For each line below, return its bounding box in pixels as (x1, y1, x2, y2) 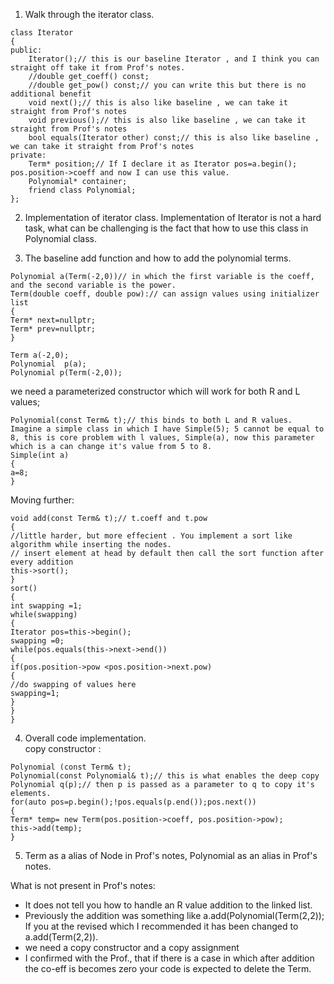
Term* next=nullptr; (10, 315, 97, 325)
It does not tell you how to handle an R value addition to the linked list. (24, 899, 313, 911)
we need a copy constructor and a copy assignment (24, 942, 240, 953)
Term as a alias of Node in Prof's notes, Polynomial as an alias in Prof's (24, 850, 318, 861)
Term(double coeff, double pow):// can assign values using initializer (10, 289, 320, 299)
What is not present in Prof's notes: (10, 880, 156, 891)
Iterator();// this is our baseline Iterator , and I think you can (28, 54, 320, 64)
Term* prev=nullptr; (10, 324, 97, 334)
